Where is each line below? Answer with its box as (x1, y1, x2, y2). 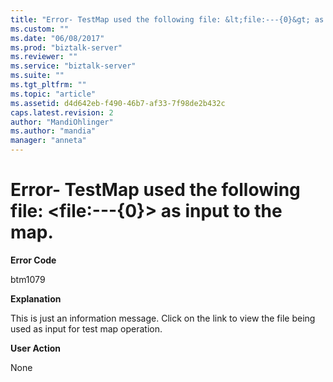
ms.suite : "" (10, 71, 65, 81)
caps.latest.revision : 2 (10, 107, 114, 118)
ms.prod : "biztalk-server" (10, 42, 123, 53)
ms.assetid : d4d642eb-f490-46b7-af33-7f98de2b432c (10, 98, 226, 108)
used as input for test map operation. (10, 322, 163, 335)
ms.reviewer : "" (10, 52, 78, 62)
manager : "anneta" (10, 136, 87, 146)
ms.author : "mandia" (10, 126, 97, 136)
